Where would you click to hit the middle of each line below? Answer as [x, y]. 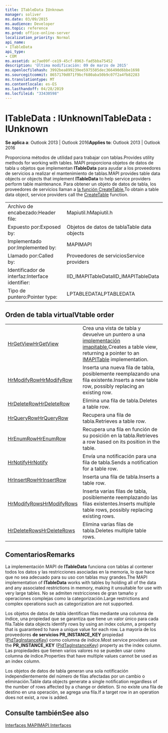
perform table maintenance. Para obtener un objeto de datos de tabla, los [81, 184]
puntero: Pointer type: [32, 297]
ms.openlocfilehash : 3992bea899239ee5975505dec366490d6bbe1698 [72, 70]
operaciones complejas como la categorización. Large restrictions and [77, 598]
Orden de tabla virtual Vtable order [60, 315]
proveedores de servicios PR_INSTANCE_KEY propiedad [64, 635]
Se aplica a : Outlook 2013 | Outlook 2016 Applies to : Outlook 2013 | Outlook [83, 142]
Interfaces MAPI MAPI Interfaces [38, 725]
